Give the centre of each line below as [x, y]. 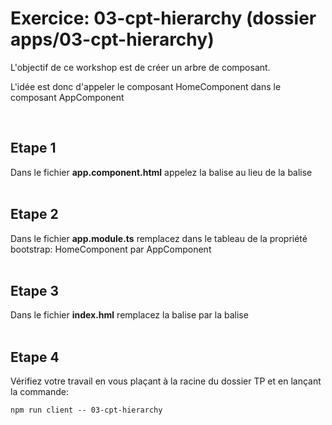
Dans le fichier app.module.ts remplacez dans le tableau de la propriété [159, 238]
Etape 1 [33, 148]
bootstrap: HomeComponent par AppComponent [111, 249]
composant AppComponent [67, 97]
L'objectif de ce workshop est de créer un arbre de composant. [140, 67]
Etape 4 [35, 357]
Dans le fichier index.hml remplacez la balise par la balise [129, 315]
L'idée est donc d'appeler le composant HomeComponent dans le [146, 86]
